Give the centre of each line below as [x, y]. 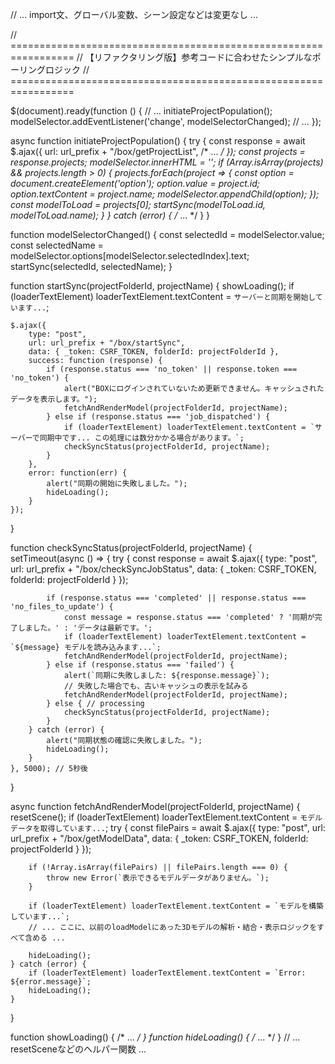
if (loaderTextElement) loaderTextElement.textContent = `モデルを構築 [176, 906]
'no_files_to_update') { [62, 607]
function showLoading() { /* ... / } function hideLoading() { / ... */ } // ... [155, 1037]
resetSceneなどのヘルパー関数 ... [78, 1049]
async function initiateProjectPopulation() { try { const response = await [158, 141]
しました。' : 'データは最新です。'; [85, 628]
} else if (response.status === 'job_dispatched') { [158, 417]
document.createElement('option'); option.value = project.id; [135, 183]
